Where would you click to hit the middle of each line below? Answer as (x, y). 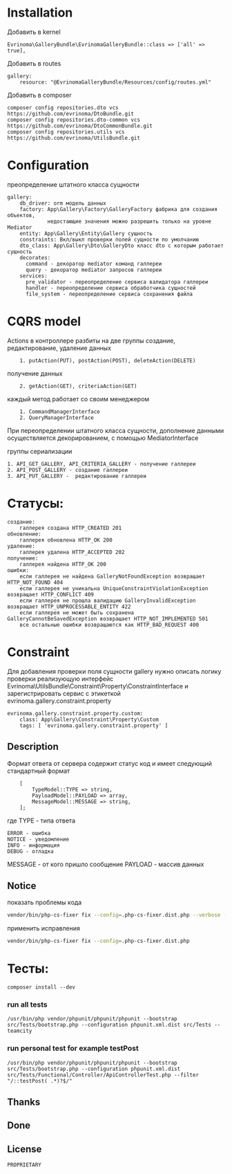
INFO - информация (33, 845)
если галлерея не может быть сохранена (77, 613)
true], (17, 51)
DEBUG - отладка (30, 851)
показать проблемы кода (45, 902)
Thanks (24, 1102)
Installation (40, 13)
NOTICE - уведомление (38, 839)
